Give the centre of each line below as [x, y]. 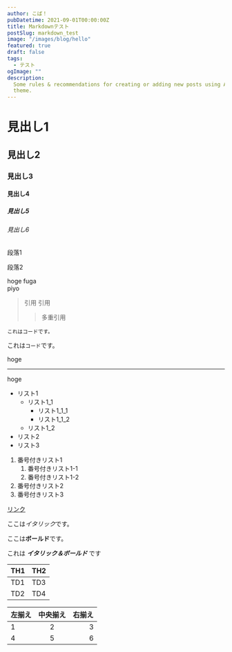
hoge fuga [22, 281]
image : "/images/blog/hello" [49, 39]
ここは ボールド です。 [37, 538]
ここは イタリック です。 [40, 523]
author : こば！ [27, 13]
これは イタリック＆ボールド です [54, 553]
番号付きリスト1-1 [52, 468]
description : [26, 78]
